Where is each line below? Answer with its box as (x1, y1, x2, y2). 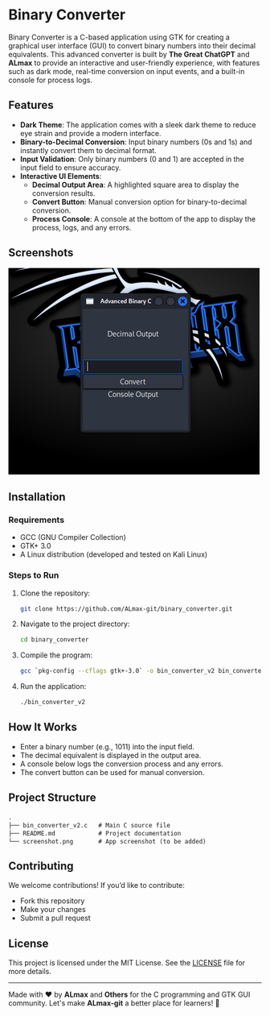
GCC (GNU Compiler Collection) (19, 533, 127, 542)
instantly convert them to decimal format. (19, 145, 157, 155)
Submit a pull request (19, 913, 91, 923)
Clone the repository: (19, 588, 91, 598)
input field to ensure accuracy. (19, 163, 121, 172)
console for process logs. (8, 75, 92, 85)
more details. (8, 967, 52, 977)
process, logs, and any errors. (31, 222, 132, 232)
